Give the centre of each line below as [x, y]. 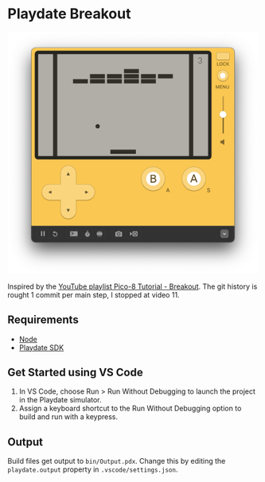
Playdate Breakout [69, 14]
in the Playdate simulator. [60, 400]
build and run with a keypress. [68, 417]
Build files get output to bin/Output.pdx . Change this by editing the [117, 461]
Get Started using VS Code [76, 372]
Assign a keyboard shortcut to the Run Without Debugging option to [130, 408]
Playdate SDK [41, 348]
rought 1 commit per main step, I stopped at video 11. [94, 294]
